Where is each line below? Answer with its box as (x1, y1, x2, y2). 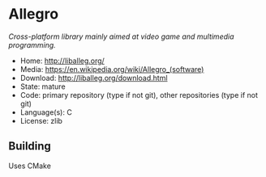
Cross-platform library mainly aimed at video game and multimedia (8, 32, 234, 41)
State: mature (19, 82, 66, 91)
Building (8, 139, 51, 154)
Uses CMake (8, 161, 51, 171)
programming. (8, 40, 57, 49)
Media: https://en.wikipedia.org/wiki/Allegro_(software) (19, 64, 204, 74)
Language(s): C (19, 107, 73, 117)
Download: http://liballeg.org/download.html (19, 73, 168, 82)
